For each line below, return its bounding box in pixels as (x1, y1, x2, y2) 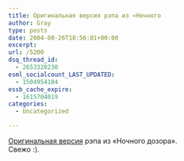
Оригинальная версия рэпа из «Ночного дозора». (8, 136, 178, 145)
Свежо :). (8, 144, 40, 154)
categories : (8, 100, 48, 108)
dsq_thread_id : (8, 56, 59, 64)
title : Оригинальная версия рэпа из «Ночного (8, 11, 161, 20)
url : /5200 (8, 48, 44, 56)
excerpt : (8, 41, 37, 49)
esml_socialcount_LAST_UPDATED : (8, 71, 115, 79)
